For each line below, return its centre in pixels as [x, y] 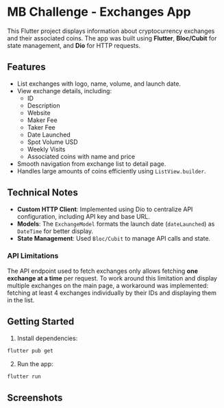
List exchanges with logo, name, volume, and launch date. [99, 84]
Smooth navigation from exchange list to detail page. [91, 164]
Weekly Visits [46, 149]
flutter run [24, 376]
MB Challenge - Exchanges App [99, 12]
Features [26, 67]
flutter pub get [30, 350]
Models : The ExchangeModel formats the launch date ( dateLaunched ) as [116, 224]
